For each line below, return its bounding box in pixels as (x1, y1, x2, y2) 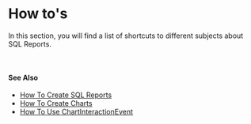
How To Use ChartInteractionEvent (19, 107, 133, 117)
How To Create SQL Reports (19, 90, 112, 100)
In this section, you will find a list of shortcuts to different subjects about (8, 31, 244, 40)
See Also (8, 73, 38, 82)
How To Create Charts (19, 99, 93, 108)
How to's (8, 5, 68, 23)
